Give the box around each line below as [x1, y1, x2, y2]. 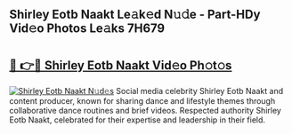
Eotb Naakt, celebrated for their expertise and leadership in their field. [9, 114, 265, 125]
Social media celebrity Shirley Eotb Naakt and [115, 86, 283, 96]
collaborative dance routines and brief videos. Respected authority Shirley [9, 106, 282, 115]
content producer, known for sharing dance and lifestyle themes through [9, 96, 276, 106]
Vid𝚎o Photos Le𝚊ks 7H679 [9, 21, 166, 36]
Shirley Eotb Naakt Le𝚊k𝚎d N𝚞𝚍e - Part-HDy [9, 7, 261, 22]
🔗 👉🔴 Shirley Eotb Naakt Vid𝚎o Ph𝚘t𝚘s [9, 58, 232, 73]
